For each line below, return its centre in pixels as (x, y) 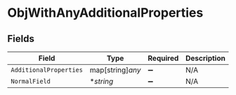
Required (163, 58)
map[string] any (116, 70)
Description (206, 58)
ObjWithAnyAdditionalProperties (105, 13)
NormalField (31, 81)
